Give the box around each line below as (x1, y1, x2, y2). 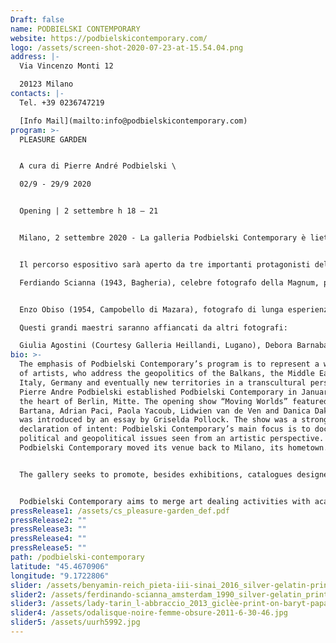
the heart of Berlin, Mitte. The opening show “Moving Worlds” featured (19, 396, 329, 406)
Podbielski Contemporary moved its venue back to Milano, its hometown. (19, 443, 329, 453)
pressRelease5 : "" (10, 543, 87, 553)
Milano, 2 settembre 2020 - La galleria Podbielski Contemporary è (19, 233, 307, 243)
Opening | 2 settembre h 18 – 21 (19, 206, 159, 216)
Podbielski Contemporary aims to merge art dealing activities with (19, 496, 311, 506)
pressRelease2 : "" (10, 515, 87, 525)
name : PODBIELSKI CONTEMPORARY (10, 24, 141, 34)
